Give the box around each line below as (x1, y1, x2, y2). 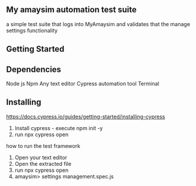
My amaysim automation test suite (6, 5, 137, 15)
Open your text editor (14, 154, 67, 161)
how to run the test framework (6, 142, 81, 149)
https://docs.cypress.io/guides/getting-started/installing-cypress (6, 113, 165, 120)
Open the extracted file (14, 160, 72, 167)
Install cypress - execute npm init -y (14, 124, 103, 131)
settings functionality (6, 27, 58, 34)
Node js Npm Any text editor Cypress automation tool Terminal (6, 80, 159, 87)
